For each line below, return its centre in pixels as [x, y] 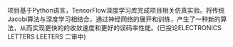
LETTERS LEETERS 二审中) [47, 36]
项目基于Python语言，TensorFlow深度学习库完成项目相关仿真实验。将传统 [116, 10]
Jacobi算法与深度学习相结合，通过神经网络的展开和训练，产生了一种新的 [114, 19]
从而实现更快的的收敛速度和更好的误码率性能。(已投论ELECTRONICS [121, 28]
